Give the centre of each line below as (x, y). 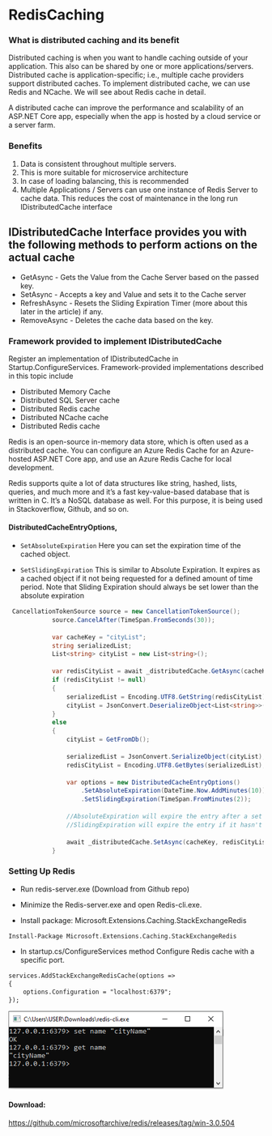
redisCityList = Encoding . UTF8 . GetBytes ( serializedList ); (166, 765)
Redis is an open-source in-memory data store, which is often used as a (129, 441)
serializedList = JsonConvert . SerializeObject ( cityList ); (166, 756)
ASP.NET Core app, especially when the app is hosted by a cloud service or (135, 117)
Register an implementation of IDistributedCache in (93, 359)
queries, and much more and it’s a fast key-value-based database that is (129, 491)
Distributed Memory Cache (65, 391)
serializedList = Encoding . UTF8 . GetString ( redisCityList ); (168, 697)
